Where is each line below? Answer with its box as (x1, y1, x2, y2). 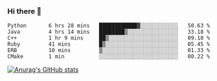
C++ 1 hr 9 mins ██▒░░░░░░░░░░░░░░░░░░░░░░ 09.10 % (7, 35, 211, 42)
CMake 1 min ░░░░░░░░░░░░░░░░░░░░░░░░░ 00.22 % (7, 53, 211, 61)
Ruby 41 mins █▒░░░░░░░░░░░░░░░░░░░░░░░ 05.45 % (7, 41, 211, 48)
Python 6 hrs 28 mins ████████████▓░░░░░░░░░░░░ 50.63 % (7, 23, 211, 30)
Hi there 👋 (7, 6, 42, 16)
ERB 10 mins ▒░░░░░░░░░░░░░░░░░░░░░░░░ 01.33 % (7, 47, 211, 54)
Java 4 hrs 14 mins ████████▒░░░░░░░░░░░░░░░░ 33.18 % (7, 28, 211, 36)
